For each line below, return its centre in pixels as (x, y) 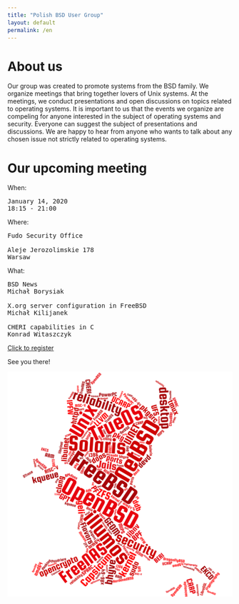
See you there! (29, 362)
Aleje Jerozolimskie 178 (51, 250)
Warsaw (19, 257)
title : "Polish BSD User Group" (55, 15)
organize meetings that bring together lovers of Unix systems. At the (108, 94)
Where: (18, 222)
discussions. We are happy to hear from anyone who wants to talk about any (120, 131)
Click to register (31, 348)
